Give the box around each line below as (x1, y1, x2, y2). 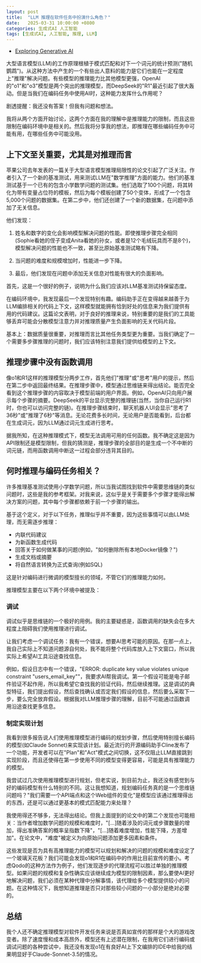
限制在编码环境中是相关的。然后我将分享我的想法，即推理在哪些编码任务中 (6, 123, 190, 130)
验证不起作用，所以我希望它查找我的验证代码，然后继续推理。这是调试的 (11, 680, 190, 688)
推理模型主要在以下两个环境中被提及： (6, 586, 100, 593)
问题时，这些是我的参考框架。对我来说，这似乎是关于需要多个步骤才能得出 (6, 490, 190, 498)
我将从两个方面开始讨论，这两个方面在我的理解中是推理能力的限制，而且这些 (6, 115, 195, 123)
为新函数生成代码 (14, 538, 57, 546)
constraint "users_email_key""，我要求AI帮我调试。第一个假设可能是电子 (6, 673, 185, 680)
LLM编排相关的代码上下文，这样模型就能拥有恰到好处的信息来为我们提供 (6, 302, 185, 310)
